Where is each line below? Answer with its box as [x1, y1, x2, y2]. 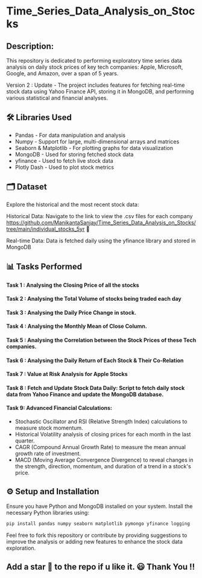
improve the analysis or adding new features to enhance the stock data [6, 538, 183, 545]
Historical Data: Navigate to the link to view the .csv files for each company [6, 212, 193, 219]
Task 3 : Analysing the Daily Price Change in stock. [6, 309, 137, 316]
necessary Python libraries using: [6, 509, 89, 516]
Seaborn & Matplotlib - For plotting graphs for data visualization [14, 144, 174, 151]
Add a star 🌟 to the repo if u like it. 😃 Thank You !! [6, 562, 195, 572]
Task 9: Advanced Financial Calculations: [6, 404, 113, 412]
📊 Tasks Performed [6, 262, 83, 272]
